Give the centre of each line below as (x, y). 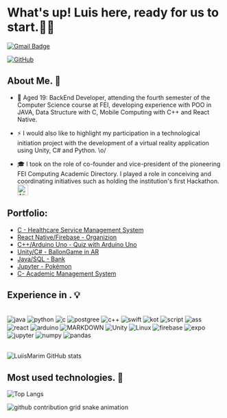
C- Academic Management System (67, 273)
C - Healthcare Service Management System (80, 230)
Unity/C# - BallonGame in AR (58, 251)
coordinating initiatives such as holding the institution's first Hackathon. (118, 181)
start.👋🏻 (31, 27)
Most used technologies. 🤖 (65, 377)
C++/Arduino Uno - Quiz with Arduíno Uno (77, 244)
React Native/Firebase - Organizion (67, 237)
